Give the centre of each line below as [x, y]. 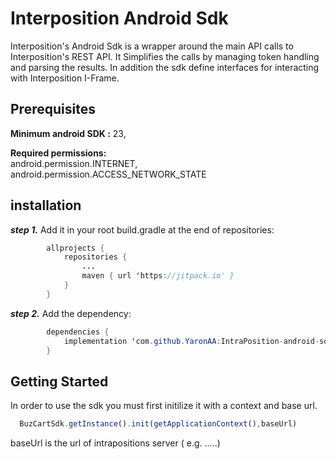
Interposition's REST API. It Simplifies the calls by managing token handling [165, 56]
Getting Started [59, 381]
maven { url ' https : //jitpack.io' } [158, 276]
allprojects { [75, 248]
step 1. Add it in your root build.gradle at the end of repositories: [142, 229]
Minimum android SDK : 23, [68, 133]
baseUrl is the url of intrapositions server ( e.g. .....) [115, 443]
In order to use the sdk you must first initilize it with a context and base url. [164, 406]
